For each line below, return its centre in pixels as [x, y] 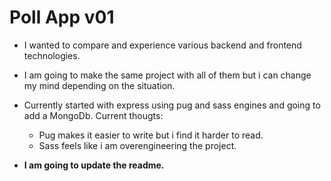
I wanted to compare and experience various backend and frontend [162, 45]
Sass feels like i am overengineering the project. [137, 145]
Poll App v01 [62, 17]
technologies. [52, 55]
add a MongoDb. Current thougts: [93, 115]
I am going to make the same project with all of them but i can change [167, 75]
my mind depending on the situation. [99, 85]
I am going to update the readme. [94, 165]
